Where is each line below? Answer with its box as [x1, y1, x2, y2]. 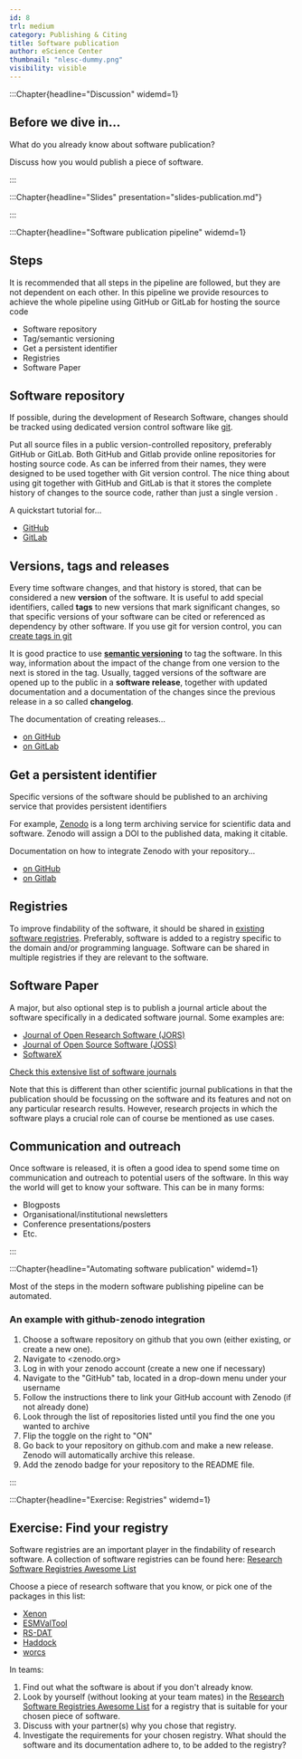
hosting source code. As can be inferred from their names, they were [9, 458, 267, 469]
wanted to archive [22, 1420, 90, 1431]
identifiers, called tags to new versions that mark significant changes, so [9, 601, 280, 612]
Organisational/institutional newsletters [22, 1209, 168, 1220]
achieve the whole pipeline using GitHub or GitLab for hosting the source [9, 296, 280, 307]
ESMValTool [22, 1618, 68, 1629]
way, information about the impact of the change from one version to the [9, 658, 280, 668]
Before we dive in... [9, 115, 121, 130]
